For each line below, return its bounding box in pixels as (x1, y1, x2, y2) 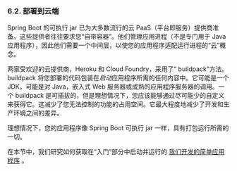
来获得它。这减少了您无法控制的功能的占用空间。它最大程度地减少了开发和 (7, 100, 224, 108)
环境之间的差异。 (13, 109, 63, 118)
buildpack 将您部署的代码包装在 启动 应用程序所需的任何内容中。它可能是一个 (7, 74, 229, 82)
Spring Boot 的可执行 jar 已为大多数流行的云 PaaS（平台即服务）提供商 (7, 23, 213, 32)
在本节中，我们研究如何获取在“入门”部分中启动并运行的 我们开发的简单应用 (7, 148, 225, 156)
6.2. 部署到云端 (7, 6, 59, 15)
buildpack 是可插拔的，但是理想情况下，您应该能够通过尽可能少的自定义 (15, 91, 225, 100)
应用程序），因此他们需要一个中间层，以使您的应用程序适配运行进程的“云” (7, 41, 220, 50)
